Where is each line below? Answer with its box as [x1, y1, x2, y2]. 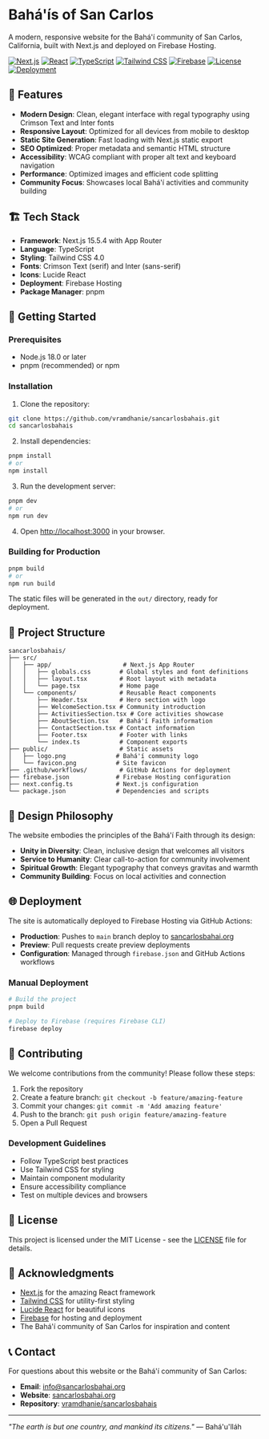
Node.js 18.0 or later [19, 352, 86, 362]
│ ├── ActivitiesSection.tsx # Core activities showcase [8, 710, 224, 719]
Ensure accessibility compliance [19, 1182, 126, 1191]
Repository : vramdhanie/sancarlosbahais [19, 1399, 158, 1409]
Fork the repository [19, 1084, 84, 1093]
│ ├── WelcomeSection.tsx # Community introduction [8, 703, 206, 711]
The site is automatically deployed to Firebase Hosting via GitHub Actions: [8, 916, 253, 926]
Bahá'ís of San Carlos [8, 6, 155, 24]
